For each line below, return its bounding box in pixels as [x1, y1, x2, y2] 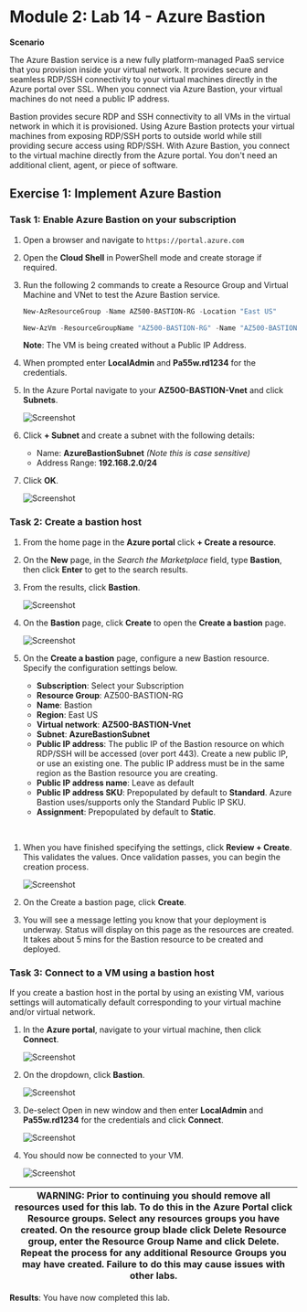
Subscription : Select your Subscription [36, 679, 185, 691]
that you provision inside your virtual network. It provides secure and [9, 64, 269, 75]
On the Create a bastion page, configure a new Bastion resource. [22, 652, 270, 664]
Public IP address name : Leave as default [36, 777, 195, 788]
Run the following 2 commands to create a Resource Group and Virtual [22, 279, 289, 290]
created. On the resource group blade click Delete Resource [20, 1223, 287, 1236]
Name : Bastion [36, 699, 93, 710]
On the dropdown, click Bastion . [22, 1069, 145, 1080]
